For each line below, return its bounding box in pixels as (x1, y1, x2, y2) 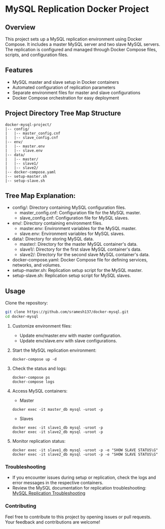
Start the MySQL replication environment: (12, 347, 97, 353)
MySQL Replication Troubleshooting (12, 490, 86, 496)
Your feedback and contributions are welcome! (5, 519, 100, 525)
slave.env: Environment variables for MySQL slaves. (19, 231, 125, 237)
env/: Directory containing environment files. (12, 220, 102, 226)
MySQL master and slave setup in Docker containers (12, 79, 119, 85)
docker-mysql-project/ (5, 122, 52, 127)
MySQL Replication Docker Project (5, 3, 149, 15)
